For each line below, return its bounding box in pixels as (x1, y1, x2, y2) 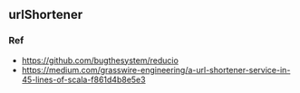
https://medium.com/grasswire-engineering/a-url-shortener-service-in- (21, 64, 291, 75)
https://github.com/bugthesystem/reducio (21, 54, 179, 66)
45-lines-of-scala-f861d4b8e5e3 (21, 74, 146, 85)
